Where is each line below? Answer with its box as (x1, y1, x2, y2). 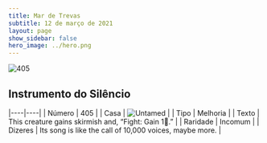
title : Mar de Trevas (8, 11, 81, 20)
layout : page (8, 27, 52, 35)
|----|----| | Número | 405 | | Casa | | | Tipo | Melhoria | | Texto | (8, 108, 260, 117)
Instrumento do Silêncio (8, 87, 131, 100)
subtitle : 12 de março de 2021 (8, 19, 113, 27)
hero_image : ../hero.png (8, 42, 92, 50)
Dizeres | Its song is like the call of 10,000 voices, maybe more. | (8, 125, 221, 135)
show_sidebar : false (8, 34, 78, 43)
